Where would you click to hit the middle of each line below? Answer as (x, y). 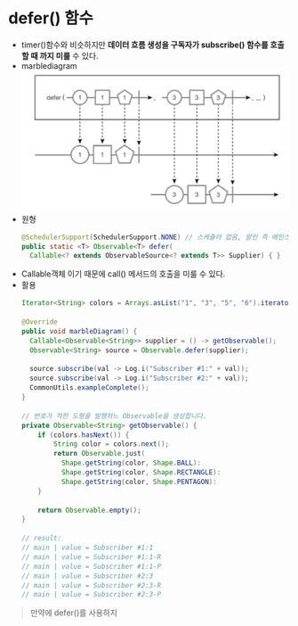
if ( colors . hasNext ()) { (84, 435)
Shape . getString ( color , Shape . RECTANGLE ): (141, 473)
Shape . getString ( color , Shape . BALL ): (131, 463)
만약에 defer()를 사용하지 (73, 613)
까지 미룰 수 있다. (69, 55)
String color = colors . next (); (112, 444)
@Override (40, 322)
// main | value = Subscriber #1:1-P (91, 566)
